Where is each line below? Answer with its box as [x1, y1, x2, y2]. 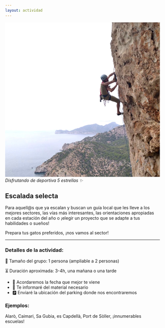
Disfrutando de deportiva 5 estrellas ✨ [5, 177, 83, 183]
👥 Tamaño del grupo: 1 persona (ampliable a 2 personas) [5, 258, 119, 264]
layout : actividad [5, 8, 43, 13]
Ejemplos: [5, 302, 29, 309]
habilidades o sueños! [5, 221, 50, 227]
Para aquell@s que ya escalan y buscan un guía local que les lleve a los [5, 205, 150, 211]
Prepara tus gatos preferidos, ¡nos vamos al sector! [5, 230, 109, 236]
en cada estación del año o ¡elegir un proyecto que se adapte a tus [5, 215, 140, 221]
